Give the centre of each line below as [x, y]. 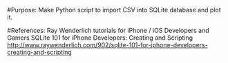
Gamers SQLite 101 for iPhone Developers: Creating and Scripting [100, 38]
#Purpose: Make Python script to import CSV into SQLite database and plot [114, 10]
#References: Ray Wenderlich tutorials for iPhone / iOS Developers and [108, 30]
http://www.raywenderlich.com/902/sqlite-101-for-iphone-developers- [108, 45]
